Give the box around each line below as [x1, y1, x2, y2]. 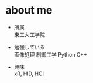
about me [5, 4, 53, 17]
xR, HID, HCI [13, 70, 44, 77]
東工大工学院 [13, 31, 45, 38]
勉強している [13, 44, 45, 51]
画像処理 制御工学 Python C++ [13, 51, 87, 58]
